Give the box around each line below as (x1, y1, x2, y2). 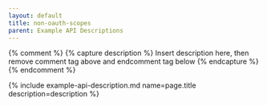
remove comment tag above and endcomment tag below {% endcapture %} (8, 57, 259, 66)
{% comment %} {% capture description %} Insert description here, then (8, 49, 249, 58)
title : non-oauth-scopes (8, 19, 91, 27)
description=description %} (8, 89, 100, 99)
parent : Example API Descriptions (8, 26, 124, 34)
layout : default (8, 11, 63, 20)
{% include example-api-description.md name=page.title (8, 80, 196, 90)
